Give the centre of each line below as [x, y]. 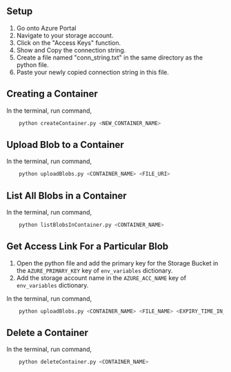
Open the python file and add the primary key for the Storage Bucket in [117, 263]
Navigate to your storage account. [65, 35]
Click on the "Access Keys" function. [69, 43]
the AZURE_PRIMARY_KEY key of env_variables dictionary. [94, 270]
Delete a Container [48, 332]
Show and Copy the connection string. [71, 50]
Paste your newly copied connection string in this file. [93, 72]
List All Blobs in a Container [67, 195]
